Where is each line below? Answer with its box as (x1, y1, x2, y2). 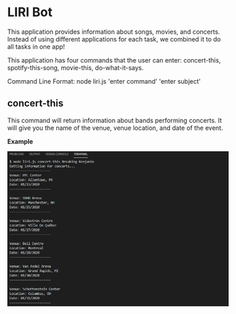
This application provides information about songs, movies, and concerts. (7, 27, 221, 36)
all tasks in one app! (7, 42, 65, 51)
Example (7, 137, 34, 145)
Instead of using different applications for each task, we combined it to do (7, 34, 221, 43)
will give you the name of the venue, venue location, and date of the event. (7, 124, 223, 132)
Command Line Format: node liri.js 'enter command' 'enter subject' (7, 77, 202, 85)
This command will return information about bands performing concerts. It (7, 116, 223, 124)
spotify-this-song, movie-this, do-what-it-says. (7, 63, 144, 72)
